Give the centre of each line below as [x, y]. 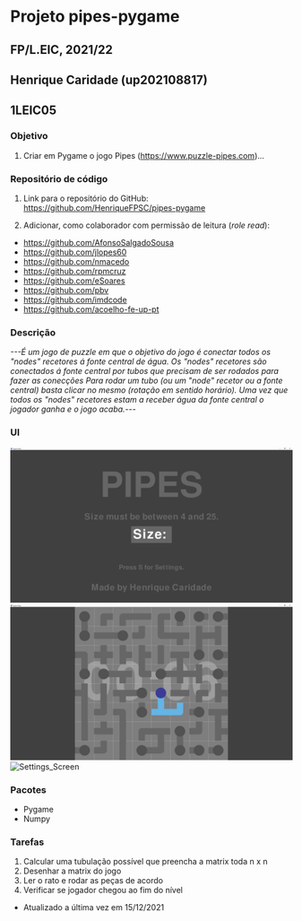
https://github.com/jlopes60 [75, 252]
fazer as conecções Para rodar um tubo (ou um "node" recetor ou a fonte [147, 381]
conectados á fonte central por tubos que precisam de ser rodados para [144, 371]
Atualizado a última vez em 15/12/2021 [94, 908]
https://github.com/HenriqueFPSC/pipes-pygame [114, 207]
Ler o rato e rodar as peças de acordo [93, 881]
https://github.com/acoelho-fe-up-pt [91, 309]
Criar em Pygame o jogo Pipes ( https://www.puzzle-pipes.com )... [144, 155]
